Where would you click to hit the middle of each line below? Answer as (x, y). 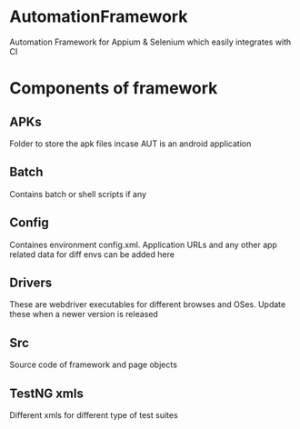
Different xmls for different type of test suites (94, 415)
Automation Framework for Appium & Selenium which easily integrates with (150, 42)
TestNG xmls (46, 393)
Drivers (31, 282)
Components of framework (114, 89)
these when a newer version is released (84, 314)
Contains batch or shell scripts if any (78, 194)
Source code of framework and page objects (93, 364)
